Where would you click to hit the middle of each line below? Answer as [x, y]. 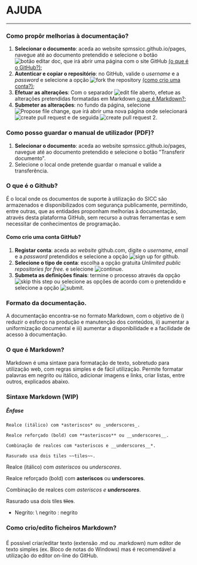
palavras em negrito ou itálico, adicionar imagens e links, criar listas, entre [96, 375]
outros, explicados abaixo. [38, 381]
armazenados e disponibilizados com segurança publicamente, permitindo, [97, 205]
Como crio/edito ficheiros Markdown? [61, 528]
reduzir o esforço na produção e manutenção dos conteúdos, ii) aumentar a [98, 322]
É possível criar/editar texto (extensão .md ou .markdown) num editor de [94, 543]
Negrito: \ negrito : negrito [46, 512]
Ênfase [15, 411]
